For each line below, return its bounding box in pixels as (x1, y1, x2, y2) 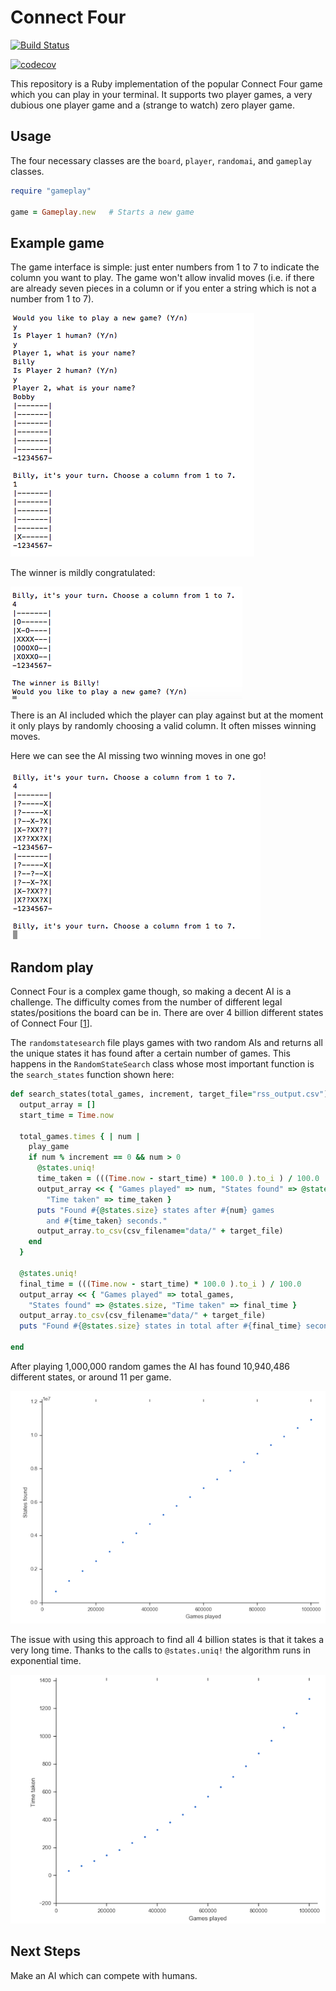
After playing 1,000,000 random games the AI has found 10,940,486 (10, 1360, 290, 1372)
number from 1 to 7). (10, 293, 95, 305)
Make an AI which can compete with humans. (10, 1969, 198, 1981)
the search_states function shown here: (10, 1069, 175, 1080)
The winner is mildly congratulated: (10, 567, 156, 579)
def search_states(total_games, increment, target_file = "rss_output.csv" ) (10, 1089, 329, 1099)
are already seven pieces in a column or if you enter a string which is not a (10, 282, 317, 295)
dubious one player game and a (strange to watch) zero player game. (10, 99, 295, 111)
